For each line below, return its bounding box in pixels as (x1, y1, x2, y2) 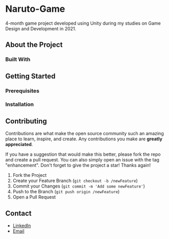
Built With (5, 56, 31, 63)
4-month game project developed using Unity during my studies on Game (5, 20, 161, 26)
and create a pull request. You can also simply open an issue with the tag (5, 157, 160, 163)
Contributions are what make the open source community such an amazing (5, 131, 164, 137)
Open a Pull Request (12, 194, 56, 200)
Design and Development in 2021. (5, 25, 77, 31)
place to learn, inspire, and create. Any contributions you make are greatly (5, 136, 163, 142)
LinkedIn (12, 223, 31, 229)
